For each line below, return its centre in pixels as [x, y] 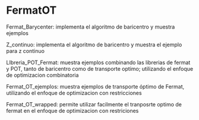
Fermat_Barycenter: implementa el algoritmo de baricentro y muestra [91, 27]
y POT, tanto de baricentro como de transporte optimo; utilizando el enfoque [100, 68]
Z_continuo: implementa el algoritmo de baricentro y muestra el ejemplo [94, 45]
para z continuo [25, 50]
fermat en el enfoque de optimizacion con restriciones [72, 110]
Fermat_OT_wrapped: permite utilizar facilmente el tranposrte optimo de [94, 104]
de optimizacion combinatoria [42, 75]
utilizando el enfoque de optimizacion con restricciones [74, 93]
